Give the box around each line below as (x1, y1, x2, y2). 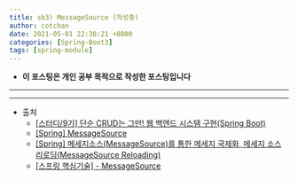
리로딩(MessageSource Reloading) (35, 150, 161, 160)
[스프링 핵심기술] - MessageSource (35, 160, 161, 171)
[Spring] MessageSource (35, 128, 128, 138)
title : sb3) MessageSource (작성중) (9, 12, 139, 22)
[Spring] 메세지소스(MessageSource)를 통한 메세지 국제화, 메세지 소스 (35, 138, 282, 149)
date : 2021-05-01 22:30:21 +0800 (9, 29, 133, 38)
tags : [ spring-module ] (9, 46, 93, 55)
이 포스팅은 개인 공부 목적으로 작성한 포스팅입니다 (21, 72, 192, 82)
